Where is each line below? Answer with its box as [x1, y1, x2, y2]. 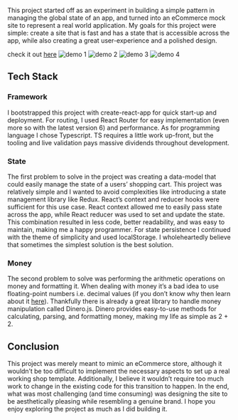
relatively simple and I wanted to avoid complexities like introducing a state [7, 187, 227, 196]
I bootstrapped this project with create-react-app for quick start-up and [7, 108, 217, 117]
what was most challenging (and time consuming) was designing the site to [7, 389, 228, 398]
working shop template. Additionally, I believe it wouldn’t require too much [7, 374, 225, 383]
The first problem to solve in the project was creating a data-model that [7, 172, 217, 181]
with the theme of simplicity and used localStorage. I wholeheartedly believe [7, 233, 231, 241]
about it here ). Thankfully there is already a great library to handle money [7, 297, 222, 305]
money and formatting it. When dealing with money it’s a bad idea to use [7, 282, 219, 290]
